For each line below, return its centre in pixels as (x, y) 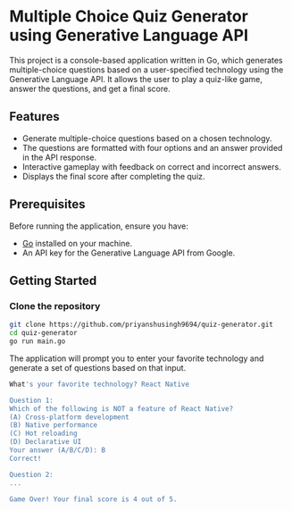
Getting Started (53, 280)
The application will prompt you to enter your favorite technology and (137, 358)
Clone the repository (55, 306)
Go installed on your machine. (77, 243)
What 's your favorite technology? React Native (100, 384)
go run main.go (38, 341)
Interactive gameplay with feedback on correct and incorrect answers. (151, 166)
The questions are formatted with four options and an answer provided (152, 147)
